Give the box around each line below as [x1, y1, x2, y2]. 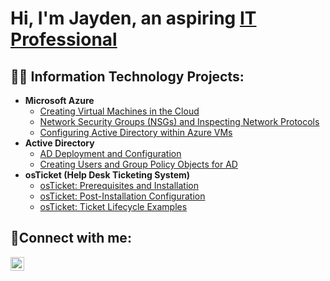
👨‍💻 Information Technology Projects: [10, 68, 245, 85]
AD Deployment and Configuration [39, 148, 182, 159]
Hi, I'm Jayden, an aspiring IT [10, 7, 257, 30]
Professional [10, 28, 118, 51]
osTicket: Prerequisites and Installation [39, 180, 200, 191]
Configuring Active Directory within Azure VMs [39, 127, 233, 138]
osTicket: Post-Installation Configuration [39, 190, 206, 202]
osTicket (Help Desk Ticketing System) [24, 169, 191, 181]
